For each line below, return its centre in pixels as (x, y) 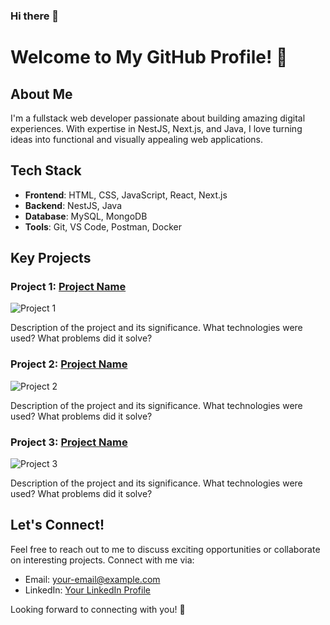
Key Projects (51, 258)
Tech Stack (46, 170)
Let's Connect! (57, 525)
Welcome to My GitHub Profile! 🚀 (149, 57)
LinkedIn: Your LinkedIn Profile (87, 590)
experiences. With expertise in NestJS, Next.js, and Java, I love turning (156, 128)
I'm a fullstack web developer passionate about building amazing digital (158, 118)
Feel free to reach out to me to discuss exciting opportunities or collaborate (165, 549)
